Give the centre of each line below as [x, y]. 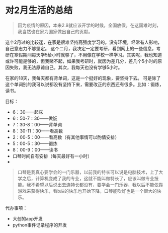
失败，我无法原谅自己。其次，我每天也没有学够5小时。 [66, 67]
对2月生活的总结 [39, 10]
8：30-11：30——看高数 [38, 131]
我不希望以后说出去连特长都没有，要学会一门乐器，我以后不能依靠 [95, 185]
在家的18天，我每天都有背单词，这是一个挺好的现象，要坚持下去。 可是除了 [83, 78]
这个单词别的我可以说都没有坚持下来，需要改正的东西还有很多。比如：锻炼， [85, 84]
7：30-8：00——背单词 [37, 124]
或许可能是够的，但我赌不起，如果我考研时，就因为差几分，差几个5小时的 [81, 61]
